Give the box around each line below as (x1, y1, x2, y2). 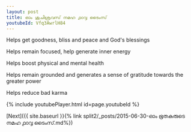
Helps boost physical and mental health (6, 59, 104, 67)
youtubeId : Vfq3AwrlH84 (6, 20, 66, 26)
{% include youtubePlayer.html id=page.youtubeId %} (6, 101, 140, 108)
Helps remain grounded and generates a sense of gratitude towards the (6, 71, 184, 79)
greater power (6, 77, 41, 85)
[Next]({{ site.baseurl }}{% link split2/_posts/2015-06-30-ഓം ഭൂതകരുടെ (6, 112, 185, 120)
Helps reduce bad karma (6, 89, 68, 97)
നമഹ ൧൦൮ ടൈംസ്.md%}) (6, 119, 73, 127)
